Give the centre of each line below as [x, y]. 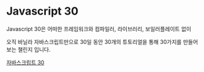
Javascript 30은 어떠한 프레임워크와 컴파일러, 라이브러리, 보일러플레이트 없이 [99, 29]
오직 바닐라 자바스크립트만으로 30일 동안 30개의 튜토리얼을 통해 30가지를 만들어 [102, 41]
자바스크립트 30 [25, 62]
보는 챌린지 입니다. [28, 49]
